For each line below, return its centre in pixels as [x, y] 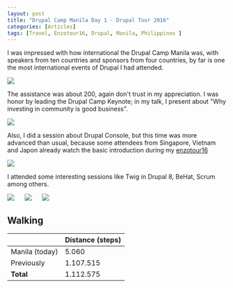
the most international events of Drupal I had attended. [85, 67]
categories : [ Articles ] [42, 26]
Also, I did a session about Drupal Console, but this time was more [102, 136]
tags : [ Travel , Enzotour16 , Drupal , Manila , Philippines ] [95, 33]
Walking [25, 220]
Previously [28, 263]
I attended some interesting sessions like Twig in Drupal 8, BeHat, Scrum [111, 177]
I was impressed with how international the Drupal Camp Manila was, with [113, 53]
